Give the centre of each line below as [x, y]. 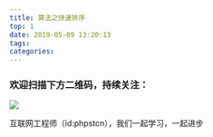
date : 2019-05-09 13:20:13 [60, 34]
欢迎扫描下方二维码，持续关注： [79, 85]
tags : [19, 43]
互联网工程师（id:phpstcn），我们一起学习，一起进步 [106, 123]
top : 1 [22, 26]
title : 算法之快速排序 [48, 18]
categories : [32, 52]
